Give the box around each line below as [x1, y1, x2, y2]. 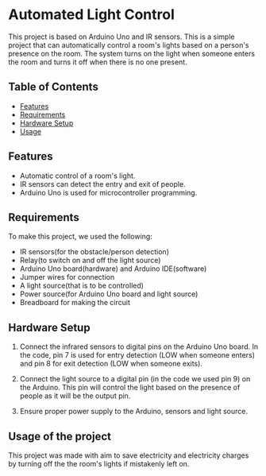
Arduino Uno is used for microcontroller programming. [19, 188, 198, 197]
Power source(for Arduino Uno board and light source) [19, 289, 199, 299]
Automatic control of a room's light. [19, 171, 136, 180]
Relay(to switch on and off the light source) [19, 256, 161, 265]
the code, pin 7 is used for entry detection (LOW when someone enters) [19, 350, 256, 360]
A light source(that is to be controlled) [19, 281, 145, 291]
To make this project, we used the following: [8, 232, 152, 242]
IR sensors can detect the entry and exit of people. [19, 179, 186, 188]
